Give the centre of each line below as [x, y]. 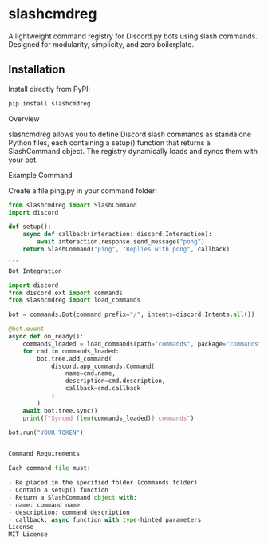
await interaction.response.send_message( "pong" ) [121, 242]
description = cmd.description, [115, 381]
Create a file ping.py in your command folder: [83, 190]
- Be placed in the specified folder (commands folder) [103, 483]
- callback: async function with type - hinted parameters [105, 519]
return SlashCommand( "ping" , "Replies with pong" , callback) [126, 249]
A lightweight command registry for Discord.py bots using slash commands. [133, 36]
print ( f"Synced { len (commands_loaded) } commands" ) [108, 418]
